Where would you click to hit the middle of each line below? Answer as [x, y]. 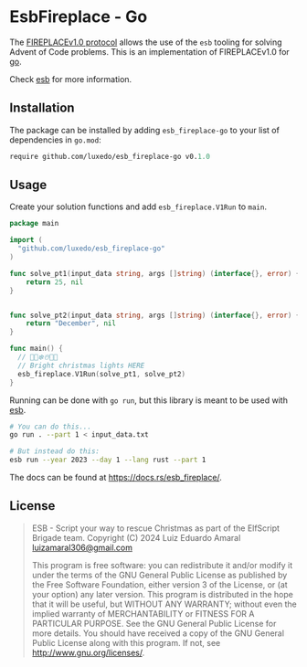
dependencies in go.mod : [56, 140]
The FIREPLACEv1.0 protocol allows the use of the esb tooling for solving [146, 42]
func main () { [37, 349]
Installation [42, 108]
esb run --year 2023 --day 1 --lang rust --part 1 [108, 460]
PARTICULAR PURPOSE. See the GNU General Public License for [154, 623]
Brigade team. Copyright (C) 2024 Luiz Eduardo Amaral [136, 537]
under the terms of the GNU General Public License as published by [159, 575]
